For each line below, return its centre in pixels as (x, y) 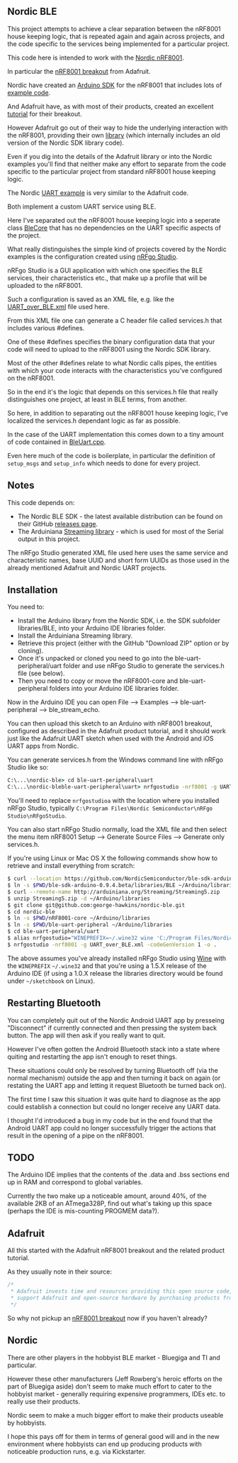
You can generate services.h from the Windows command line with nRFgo (115, 760)
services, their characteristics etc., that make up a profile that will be (107, 278)
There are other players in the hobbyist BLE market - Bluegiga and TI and (114, 1357)
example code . (29, 92)
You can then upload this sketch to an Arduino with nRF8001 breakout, (110, 723)
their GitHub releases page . (58, 523)
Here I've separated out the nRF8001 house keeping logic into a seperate (114, 220)
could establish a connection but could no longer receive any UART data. (114, 1106)
